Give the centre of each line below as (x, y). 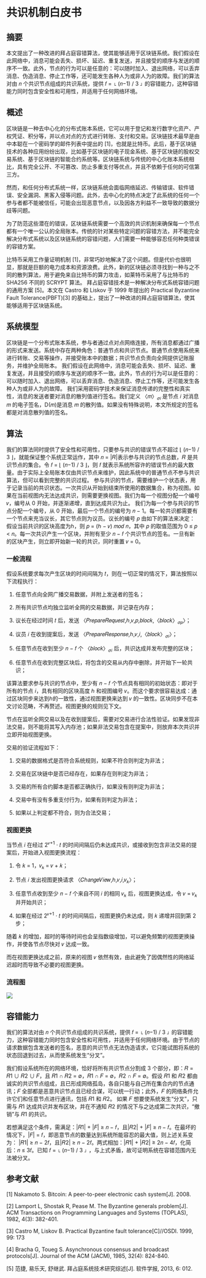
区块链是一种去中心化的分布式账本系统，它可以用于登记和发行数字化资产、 (100, 128)
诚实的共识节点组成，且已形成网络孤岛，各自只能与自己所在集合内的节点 (97, 1084)
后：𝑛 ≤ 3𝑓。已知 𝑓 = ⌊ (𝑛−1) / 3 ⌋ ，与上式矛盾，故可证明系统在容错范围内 (99, 1151)
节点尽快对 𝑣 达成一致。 (63, 944)
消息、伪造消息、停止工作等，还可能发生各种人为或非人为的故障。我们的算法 (103, 76)
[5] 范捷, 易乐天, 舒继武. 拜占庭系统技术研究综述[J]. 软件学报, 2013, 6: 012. (100, 1268)
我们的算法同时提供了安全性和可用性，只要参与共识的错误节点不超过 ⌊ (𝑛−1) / (103, 450)
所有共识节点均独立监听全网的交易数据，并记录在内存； (85, 607)
